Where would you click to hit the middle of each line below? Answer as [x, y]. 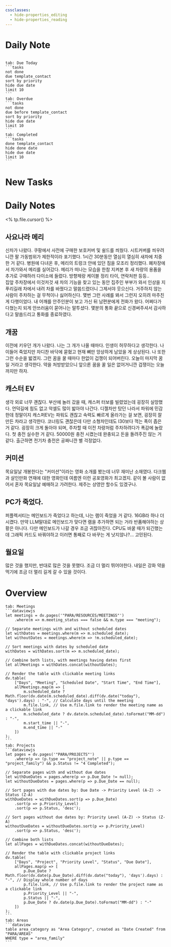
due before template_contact [36, 112]
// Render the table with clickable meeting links [60, 674]
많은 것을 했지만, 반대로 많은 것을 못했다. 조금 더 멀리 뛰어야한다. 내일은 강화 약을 [86, 565]
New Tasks [29, 182]
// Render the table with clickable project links [60, 853]
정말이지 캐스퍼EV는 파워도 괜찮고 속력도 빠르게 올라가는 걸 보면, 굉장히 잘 [88, 415]
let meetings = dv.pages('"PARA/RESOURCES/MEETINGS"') [65, 615]
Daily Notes [30, 205]
